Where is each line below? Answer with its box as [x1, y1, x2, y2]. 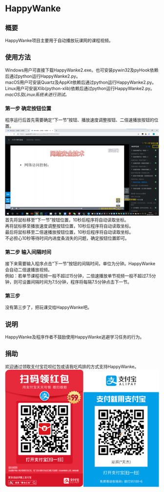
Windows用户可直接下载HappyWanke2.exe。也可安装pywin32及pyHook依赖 [5, 67, 159, 73]
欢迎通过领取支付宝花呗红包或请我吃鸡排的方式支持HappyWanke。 [5, 363, 139, 369]
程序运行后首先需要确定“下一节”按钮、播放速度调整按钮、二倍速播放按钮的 [5, 117, 155, 123]
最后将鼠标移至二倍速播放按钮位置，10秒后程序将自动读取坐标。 [5, 229, 134, 235]
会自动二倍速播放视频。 [5, 267, 52, 272]
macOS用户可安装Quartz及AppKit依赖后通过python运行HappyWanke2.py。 [5, 79, 157, 85]
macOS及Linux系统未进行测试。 [5, 91, 70, 97]
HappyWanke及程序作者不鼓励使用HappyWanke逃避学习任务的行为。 [5, 334, 144, 340]
